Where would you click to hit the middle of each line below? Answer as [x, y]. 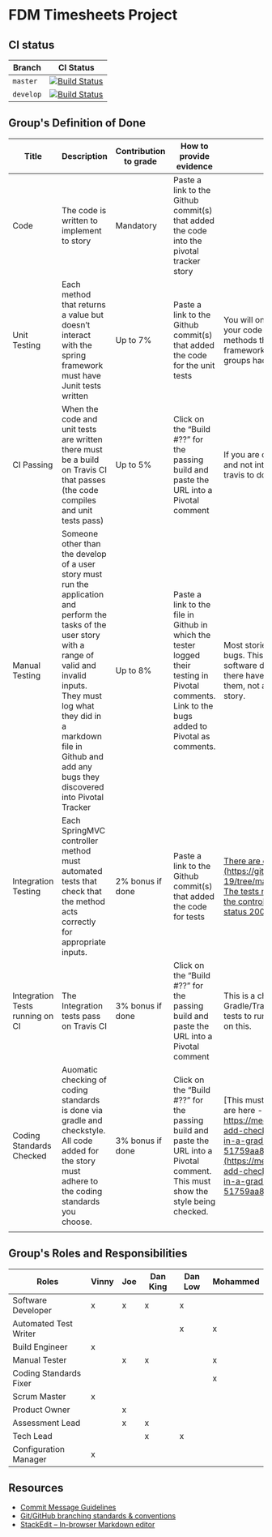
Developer [32, 1310]
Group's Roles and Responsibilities [98, 1254]
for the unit [194, 365]
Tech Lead [32, 1436]
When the [80, 409]
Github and [83, 756]
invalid [74, 675]
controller [80, 841]
